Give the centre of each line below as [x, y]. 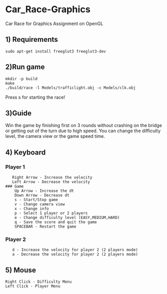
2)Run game [25, 67]
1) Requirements [32, 40]
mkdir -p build [21, 79]
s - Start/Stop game [36, 200]
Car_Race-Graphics [48, 9]
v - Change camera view [40, 204]
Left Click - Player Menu [33, 286]
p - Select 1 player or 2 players [51, 213]
